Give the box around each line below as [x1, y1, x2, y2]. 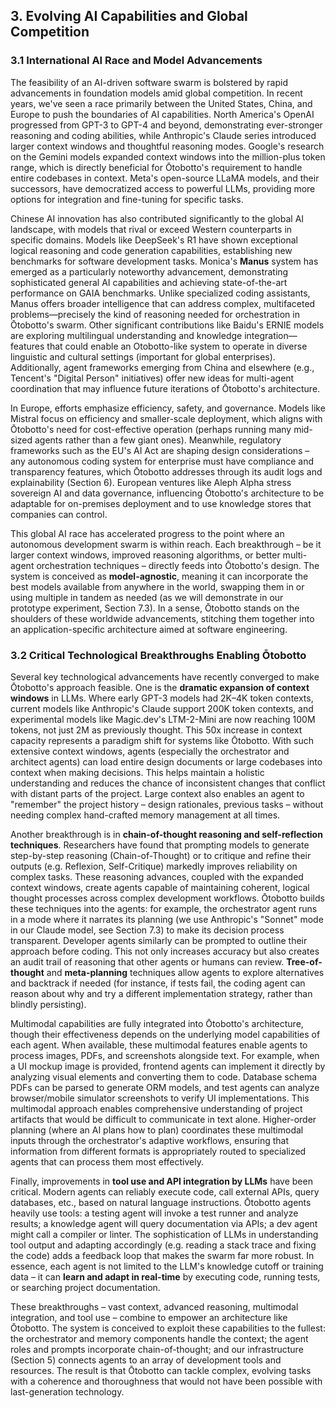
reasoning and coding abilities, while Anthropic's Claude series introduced [10, 129, 317, 141]
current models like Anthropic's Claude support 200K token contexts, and [10, 702, 314, 714]
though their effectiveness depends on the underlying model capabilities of [10, 1028, 321, 1040]
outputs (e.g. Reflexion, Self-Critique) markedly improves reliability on [10, 860, 298, 872]
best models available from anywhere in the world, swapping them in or [10, 580, 305, 593]
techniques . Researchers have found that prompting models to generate [10, 839, 310, 851]
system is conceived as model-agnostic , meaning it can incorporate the [10, 570, 309, 582]
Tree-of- [286, 955, 323, 968]
